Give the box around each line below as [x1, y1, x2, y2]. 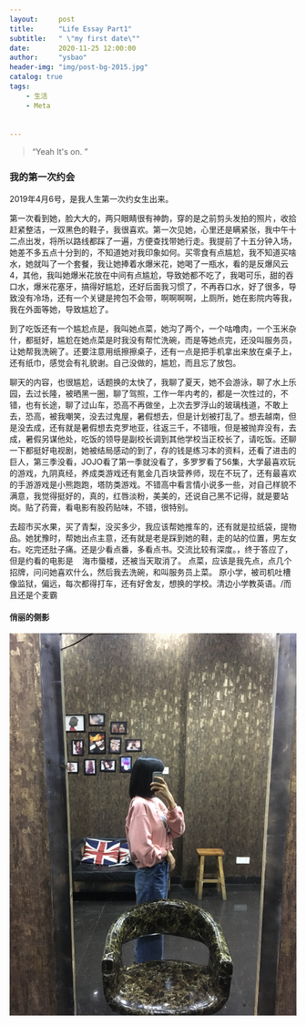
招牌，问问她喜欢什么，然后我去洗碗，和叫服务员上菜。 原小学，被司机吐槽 [9, 566, 291, 577]
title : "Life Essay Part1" [9, 24, 132, 34]
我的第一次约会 [9, 171, 76, 184]
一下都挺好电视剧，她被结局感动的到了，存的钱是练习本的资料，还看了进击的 [9, 444, 297, 455]
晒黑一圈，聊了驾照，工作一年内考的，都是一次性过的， [72, 388, 280, 399]
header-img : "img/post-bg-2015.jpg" [9, 63, 148, 72]
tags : [9, 82, 30, 91]
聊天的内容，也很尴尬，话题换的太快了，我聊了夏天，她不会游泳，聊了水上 [9, 376, 289, 387]
